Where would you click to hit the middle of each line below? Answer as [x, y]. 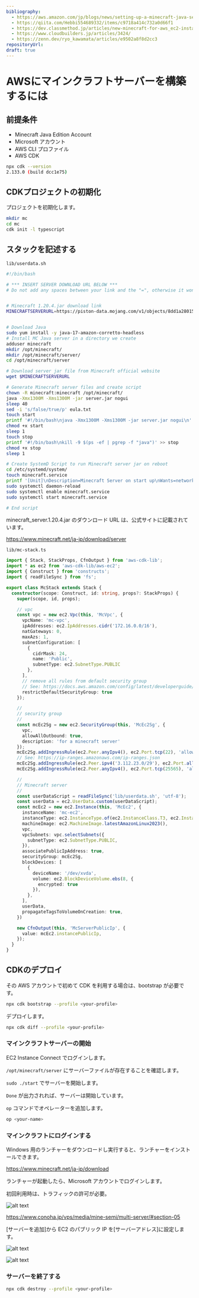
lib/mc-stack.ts [26, 550]
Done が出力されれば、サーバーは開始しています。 [66, 1095]
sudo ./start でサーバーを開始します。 [54, 1083]
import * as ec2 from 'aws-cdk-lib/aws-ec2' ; [63, 566]
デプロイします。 [27, 1016]
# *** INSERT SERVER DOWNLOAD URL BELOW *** [62, 284]
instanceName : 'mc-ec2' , [52, 813]
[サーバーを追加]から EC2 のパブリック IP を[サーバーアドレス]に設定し [93, 1229]
